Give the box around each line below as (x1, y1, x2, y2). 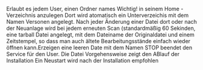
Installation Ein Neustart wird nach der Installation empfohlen (6, 57, 159, 64)
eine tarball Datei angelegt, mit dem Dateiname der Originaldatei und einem (6, 31, 194, 38)
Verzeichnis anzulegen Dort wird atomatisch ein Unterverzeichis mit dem (6, 12, 189, 19)
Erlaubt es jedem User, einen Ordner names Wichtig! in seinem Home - (6, 5, 184, 12)
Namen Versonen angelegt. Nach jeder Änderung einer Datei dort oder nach (6, 18, 198, 25)
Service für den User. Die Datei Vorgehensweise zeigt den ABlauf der (6, 51, 180, 57)
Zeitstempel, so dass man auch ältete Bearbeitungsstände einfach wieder (6, 38, 191, 44)
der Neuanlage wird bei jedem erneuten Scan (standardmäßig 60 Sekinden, (6, 24, 196, 32)
